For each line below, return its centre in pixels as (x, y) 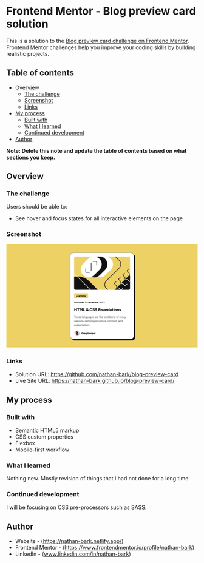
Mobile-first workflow (42, 450)
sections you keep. (31, 157)
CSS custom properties (44, 437)
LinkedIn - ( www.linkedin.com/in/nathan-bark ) (73, 554)
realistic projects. (28, 53)
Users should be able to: (37, 207)
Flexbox (25, 443)
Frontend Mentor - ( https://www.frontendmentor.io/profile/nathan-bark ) (104, 548)
